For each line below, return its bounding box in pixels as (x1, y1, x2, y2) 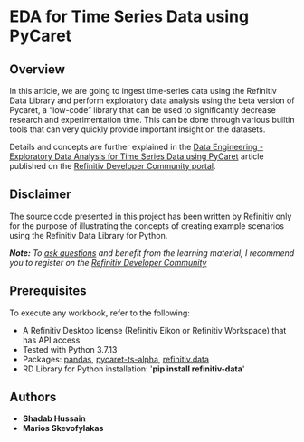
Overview (9, 61, 66, 77)
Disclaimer (9, 187, 71, 202)
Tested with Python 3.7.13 (22, 343, 118, 354)
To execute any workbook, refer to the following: (9, 307, 190, 318)
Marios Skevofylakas (22, 423, 104, 434)
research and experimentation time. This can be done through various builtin (9, 115, 295, 125)
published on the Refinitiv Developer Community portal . (9, 161, 216, 171)
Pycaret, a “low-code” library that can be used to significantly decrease (9, 105, 276, 115)
